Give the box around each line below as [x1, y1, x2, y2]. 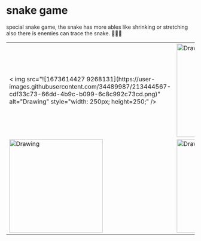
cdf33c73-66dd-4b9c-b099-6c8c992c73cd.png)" [9, 90, 160, 98]
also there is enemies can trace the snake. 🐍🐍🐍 [6, 29, 123, 36]
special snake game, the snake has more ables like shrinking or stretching [6, 23, 188, 30]
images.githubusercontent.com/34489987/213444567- [9, 82, 171, 90]
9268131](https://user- [86, 75, 156, 83]
